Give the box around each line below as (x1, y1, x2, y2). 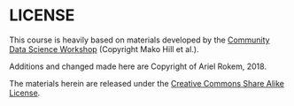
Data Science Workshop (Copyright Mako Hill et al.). (9, 43, 199, 54)
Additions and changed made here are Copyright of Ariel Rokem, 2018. (9, 61, 267, 72)
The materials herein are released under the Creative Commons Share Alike (9, 78, 285, 88)
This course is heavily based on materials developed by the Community (9, 34, 270, 45)
